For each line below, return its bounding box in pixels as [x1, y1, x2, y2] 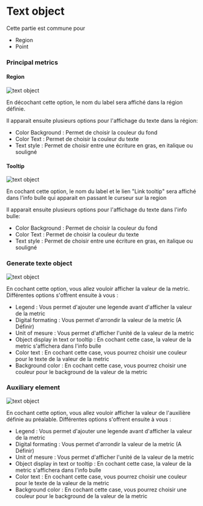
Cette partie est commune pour [6, 24, 86, 32]
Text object [6, 4, 65, 18]
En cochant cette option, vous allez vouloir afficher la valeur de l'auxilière [6, 409, 191, 416]
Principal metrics [6, 58, 58, 67]
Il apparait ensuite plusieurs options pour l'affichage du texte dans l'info [6, 206, 188, 213]
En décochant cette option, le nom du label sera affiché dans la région [6, 99, 183, 106]
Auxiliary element [6, 383, 61, 392]
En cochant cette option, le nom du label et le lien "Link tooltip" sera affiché [6, 188, 197, 195]
